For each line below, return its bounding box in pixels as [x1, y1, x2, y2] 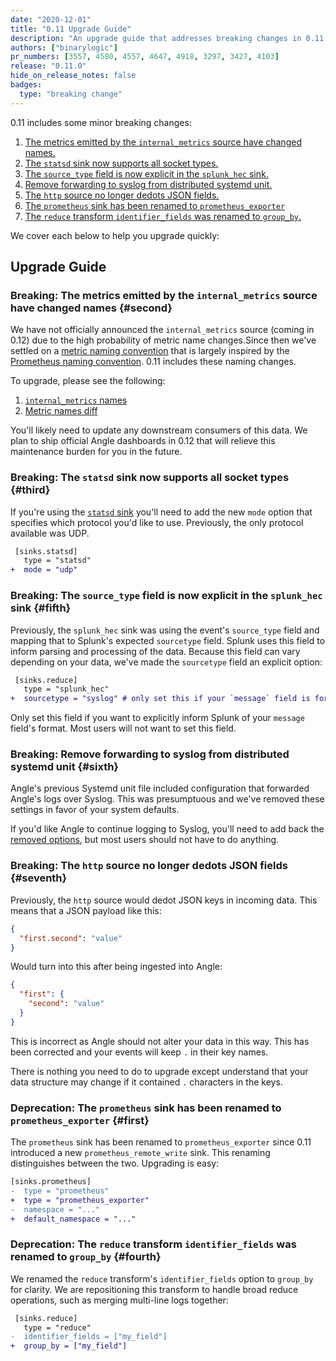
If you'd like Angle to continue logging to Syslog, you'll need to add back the [10, 823, 325, 835]
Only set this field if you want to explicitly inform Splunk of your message [10, 712, 305, 724]
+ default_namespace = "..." [10, 1214, 137, 1224]
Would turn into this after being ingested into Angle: [10, 961, 223, 973]
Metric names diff [24, 405, 98, 417]
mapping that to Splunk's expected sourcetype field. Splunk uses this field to [10, 634, 326, 646]
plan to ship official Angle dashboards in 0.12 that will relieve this [10, 435, 276, 447]
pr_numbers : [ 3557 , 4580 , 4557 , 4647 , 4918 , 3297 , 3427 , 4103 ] [10, 52, 280, 62]
